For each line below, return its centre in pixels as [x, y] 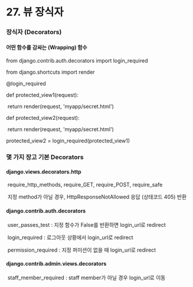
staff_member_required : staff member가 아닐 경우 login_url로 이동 [86, 278]
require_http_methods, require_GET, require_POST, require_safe [85, 185]
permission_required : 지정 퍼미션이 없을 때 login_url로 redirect [82, 250]
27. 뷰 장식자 [35, 12]
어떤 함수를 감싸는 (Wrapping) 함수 [47, 47]
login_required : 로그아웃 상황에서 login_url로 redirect [71, 237]
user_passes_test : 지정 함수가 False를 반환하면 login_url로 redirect [87, 224]
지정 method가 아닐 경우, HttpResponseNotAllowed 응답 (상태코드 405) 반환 [97, 197]
